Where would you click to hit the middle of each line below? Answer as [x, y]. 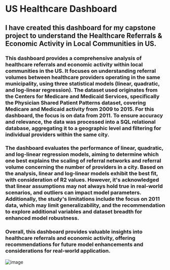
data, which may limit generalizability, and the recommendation [85, 205]
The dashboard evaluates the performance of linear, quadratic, [84, 148]
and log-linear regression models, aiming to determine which [82, 154]
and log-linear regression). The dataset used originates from [81, 90]
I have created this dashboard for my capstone [80, 28]
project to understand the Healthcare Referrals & [84, 35]
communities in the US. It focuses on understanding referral [81, 71]
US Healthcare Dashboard [61, 9]
